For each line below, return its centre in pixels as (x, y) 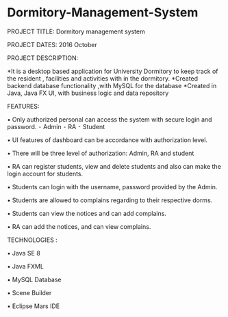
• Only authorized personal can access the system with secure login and (110, 119)
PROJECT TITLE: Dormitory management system (76, 31)
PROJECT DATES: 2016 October (52, 44)
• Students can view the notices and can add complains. (87, 213)
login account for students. (45, 174)
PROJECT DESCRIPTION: (43, 58)
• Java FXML (26, 266)
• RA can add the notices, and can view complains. (79, 226)
